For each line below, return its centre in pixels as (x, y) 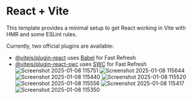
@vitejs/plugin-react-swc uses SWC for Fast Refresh (81, 64)
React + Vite (38, 11)
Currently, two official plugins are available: (60, 46)
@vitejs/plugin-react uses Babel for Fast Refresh (75, 57)
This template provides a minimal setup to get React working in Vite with (96, 28)
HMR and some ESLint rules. (42, 34)
